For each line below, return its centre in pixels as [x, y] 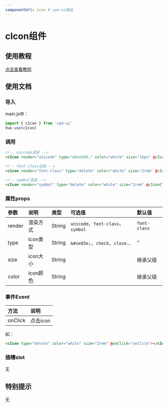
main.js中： [17, 114]
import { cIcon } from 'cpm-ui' [39, 123]
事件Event [17, 297]
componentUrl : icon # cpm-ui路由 [39, 10]
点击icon [40, 321]
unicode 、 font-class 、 [97, 224]
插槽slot [15, 357]
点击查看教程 [18, 69]
